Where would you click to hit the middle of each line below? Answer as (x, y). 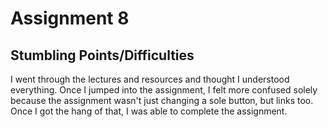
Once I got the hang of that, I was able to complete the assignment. (149, 111)
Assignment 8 (70, 18)
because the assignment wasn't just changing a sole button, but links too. (162, 100)
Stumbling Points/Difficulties (102, 55)
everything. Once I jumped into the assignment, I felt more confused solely (164, 90)
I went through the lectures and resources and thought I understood (150, 79)
